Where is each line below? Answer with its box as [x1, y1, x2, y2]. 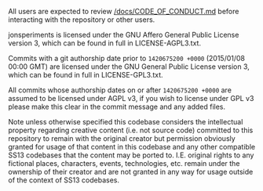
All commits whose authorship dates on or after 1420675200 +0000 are [8, 85, 232, 95]
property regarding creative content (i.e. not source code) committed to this [8, 125, 254, 135]
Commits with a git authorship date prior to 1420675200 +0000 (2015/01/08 [8, 54, 246, 63]
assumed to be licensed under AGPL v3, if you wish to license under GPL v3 [8, 94, 254, 103]
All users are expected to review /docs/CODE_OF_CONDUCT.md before [8, 7, 239, 16]
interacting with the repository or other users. [8, 15, 155, 24]
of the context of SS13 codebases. [8, 175, 120, 185]
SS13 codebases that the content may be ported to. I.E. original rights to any [8, 150, 254, 160]
